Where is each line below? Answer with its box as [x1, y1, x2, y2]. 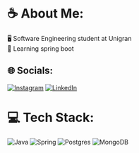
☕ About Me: [7, 6, 84, 22]
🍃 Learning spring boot [7, 44, 74, 53]
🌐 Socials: [7, 65, 54, 77]
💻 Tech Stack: [7, 109, 95, 126]
